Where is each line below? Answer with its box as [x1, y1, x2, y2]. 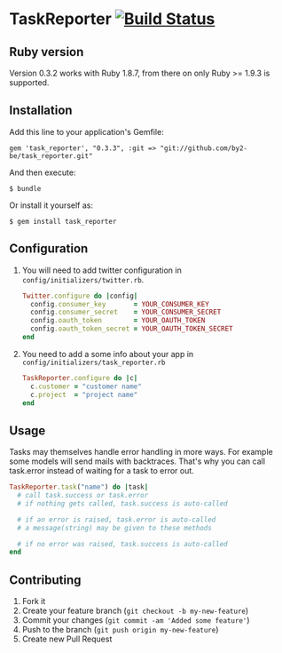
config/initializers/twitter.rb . [21, 274, 145, 284]
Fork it [21, 596, 46, 607]
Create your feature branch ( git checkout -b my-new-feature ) [21, 605, 249, 617]
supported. [9, 77, 50, 88]
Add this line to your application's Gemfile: [9, 126, 164, 137]
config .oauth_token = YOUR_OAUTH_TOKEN [30, 316, 206, 325]
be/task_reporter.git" [9, 151, 93, 160]
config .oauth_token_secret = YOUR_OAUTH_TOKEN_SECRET [30, 324, 233, 333]
